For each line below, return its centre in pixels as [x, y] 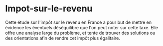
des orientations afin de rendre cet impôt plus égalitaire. [63, 38]
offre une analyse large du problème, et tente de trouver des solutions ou [80, 33]
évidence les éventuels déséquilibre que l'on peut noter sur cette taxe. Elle [82, 27]
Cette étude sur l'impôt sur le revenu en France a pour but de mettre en [79, 22]
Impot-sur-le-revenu [49, 9]
